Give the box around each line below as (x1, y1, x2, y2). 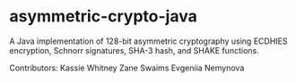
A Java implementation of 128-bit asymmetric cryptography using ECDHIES (9, 36, 288, 46)
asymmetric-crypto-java (9, 6, 197, 27)
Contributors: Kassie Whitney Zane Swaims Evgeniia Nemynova (9, 62, 245, 73)
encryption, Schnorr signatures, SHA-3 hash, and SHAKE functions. (9, 45, 259, 55)
